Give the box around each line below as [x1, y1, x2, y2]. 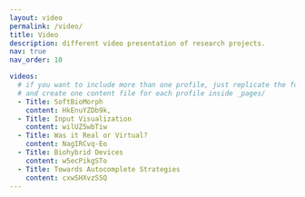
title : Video [9, 30, 59, 39]
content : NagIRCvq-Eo [25, 140, 107, 149]
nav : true [9, 47, 47, 56]
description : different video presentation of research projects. [9, 38, 266, 48]
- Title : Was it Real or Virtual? [17, 131, 148, 141]
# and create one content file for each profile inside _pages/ [17, 88, 266, 98]
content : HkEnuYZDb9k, [25, 105, 112, 114]
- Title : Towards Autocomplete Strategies [17, 164, 181, 173]
